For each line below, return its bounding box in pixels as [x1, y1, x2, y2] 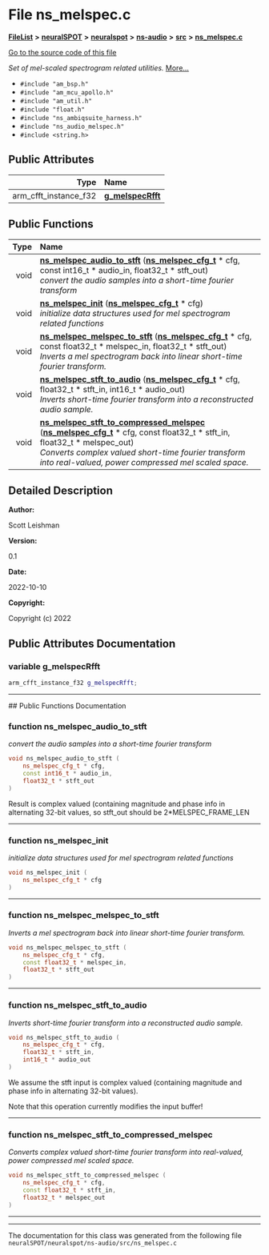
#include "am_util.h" [19, 97, 92, 105]
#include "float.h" [19, 106, 86, 114]
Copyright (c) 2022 [8, 614, 72, 623]
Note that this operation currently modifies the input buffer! [8, 1101, 203, 1111]
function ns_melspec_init [8, 835, 109, 846]
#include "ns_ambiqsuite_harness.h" [19, 114, 143, 122]
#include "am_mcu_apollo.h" [19, 88, 114, 97]
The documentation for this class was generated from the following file [8, 1230, 243, 1240]
